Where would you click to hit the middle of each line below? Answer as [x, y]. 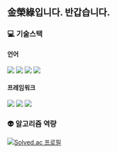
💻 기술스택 [25, 34]
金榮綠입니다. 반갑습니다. [58, 13]
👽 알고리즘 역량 [32, 124]
